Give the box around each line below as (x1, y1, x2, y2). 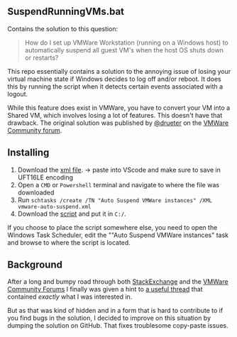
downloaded (17, 188, 55, 197)
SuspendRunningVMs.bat (7, 6, 125, 18)
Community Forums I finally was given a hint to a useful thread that (7, 285, 203, 294)
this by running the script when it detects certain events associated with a (7, 82, 224, 91)
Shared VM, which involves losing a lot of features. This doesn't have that (7, 111, 223, 119)
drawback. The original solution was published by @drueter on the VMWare (7, 118, 229, 127)
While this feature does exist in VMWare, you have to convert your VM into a (7, 103, 231, 112)
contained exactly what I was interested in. (7, 292, 133, 301)
